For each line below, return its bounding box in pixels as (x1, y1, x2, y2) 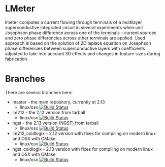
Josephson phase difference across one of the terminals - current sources (5, 30, 157, 35)
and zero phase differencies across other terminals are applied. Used (5, 35, 146, 41)
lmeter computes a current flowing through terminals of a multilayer (5, 19, 142, 25)
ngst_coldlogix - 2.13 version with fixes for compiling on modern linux (12, 146, 153, 152)
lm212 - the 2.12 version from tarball (12, 109, 85, 115)
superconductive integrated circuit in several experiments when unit (5, 24, 143, 30)
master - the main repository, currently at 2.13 (12, 99, 105, 105)
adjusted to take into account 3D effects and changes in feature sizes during (5, 50, 161, 57)
